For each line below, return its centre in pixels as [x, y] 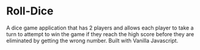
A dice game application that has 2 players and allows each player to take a [100, 28]
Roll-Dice [30, 11]
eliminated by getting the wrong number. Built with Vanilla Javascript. [92, 40]
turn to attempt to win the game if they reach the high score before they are [100, 34]
